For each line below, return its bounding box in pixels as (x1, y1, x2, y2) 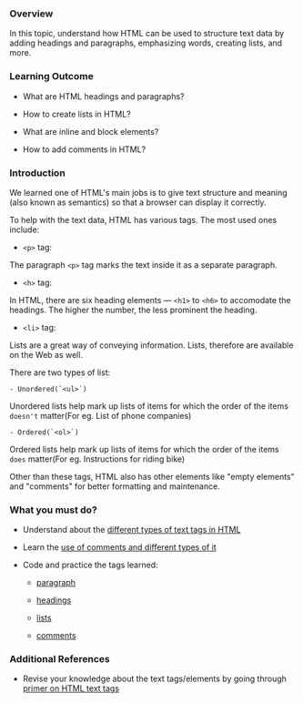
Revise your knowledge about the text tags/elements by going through (22, 673, 287, 685)
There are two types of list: (9, 367, 111, 378)
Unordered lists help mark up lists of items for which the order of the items (9, 400, 289, 412)
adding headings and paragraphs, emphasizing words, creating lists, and (9, 37, 283, 48)
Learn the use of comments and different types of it (22, 542, 217, 553)
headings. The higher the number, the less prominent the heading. (9, 304, 258, 315)
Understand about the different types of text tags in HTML (22, 525, 241, 535)
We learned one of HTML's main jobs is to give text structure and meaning (9, 187, 288, 198)
